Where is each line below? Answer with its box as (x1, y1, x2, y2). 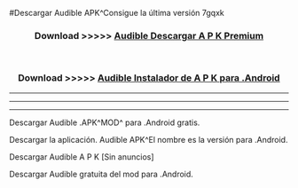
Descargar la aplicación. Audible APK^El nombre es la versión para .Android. (9, 134, 288, 145)
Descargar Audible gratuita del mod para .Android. (9, 168, 193, 179)
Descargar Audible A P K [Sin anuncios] (9, 151, 154, 162)
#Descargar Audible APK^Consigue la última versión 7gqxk (9, 8, 224, 18)
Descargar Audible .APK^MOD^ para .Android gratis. (9, 117, 200, 128)
